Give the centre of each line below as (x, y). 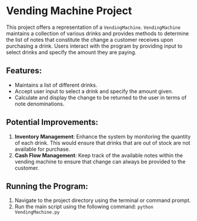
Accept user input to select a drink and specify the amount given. (94, 91)
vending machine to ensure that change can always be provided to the (100, 161)
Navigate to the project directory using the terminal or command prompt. (103, 200)
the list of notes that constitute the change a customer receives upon (90, 39)
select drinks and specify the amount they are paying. (71, 52)
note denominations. (39, 104)
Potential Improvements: (52, 122)
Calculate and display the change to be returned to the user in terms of (101, 97)
